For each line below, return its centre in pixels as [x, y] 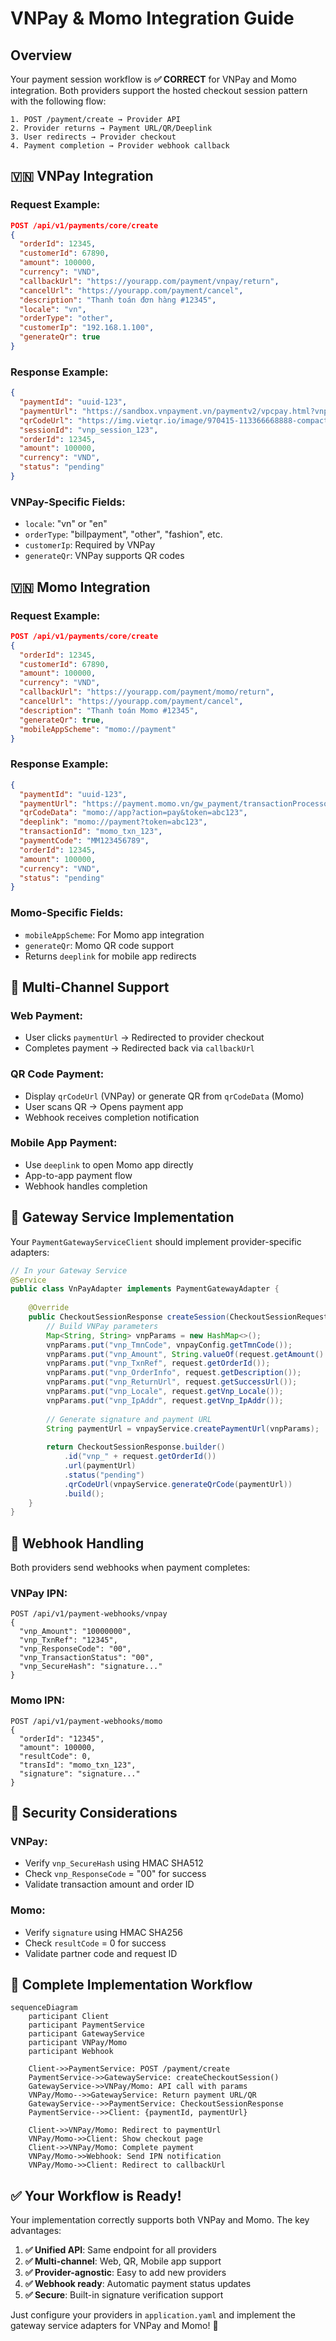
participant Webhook [71, 2052]
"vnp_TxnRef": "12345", [68, 1640]
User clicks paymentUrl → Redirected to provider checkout [144, 1038]
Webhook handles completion [86, 1186]
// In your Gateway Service [69, 1270]
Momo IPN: [38, 1700]
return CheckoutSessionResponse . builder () [136, 1447]
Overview [41, 55]
